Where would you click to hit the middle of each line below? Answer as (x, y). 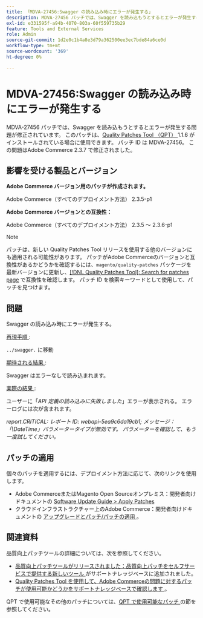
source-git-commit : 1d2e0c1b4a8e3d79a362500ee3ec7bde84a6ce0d (86, 40)
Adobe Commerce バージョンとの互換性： (59, 212)
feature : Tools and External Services (55, 29)
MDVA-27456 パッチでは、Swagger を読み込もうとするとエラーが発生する (99, 127)
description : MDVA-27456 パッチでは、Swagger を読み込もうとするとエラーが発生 (99, 18)
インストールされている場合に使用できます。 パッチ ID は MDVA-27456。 (97, 142)
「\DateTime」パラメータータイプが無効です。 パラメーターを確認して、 (96, 429)
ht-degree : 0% (24, 57)
